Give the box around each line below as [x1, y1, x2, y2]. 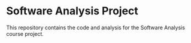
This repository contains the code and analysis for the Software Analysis [6, 24, 186, 31]
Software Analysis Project [6, 4, 139, 18]
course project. [6, 30, 44, 37]
